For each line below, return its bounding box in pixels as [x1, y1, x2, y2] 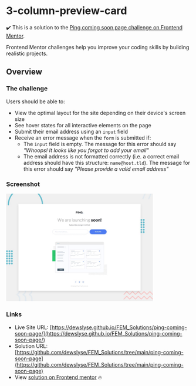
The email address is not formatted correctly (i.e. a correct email [23, 153, 180, 160]
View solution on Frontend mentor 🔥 [14, 374, 102, 381]
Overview [6, 67, 43, 77]
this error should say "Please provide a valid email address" [23, 165, 169, 172]
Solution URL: [14, 342, 48, 350]
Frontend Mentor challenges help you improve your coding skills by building [6, 43, 190, 50]
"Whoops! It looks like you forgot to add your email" [23, 147, 149, 154]
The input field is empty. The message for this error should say [23, 140, 177, 147]
